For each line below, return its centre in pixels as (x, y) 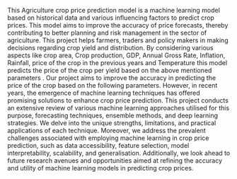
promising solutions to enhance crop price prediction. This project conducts (118, 100)
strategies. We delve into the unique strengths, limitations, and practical (112, 123)
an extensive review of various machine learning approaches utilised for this (118, 108)
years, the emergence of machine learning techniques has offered (104, 93)
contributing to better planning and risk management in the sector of (107, 33)
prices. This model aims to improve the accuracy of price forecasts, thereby (118, 25)
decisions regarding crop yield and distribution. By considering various (110, 48)
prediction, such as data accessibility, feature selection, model (98, 145)
